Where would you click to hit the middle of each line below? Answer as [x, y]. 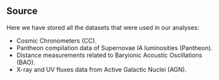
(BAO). [26, 62]
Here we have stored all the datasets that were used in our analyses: [103, 27]
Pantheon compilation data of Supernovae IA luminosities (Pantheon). [114, 47]
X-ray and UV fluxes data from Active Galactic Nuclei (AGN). [101, 69]
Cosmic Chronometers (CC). [56, 41]
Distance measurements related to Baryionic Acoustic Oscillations [109, 55]
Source [22, 11]
